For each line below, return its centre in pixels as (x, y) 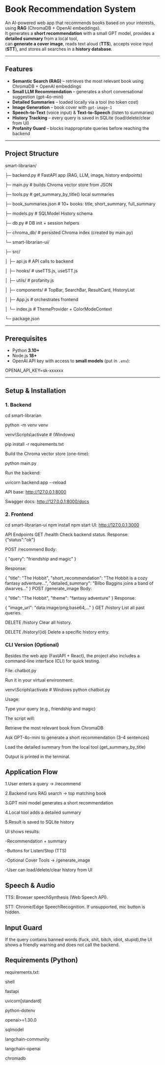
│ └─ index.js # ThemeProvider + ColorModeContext (58, 309)
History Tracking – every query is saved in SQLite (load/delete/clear (81, 117)
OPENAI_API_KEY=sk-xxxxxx (34, 371)
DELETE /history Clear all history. (39, 622)
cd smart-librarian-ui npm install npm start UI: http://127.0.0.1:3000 (72, 525)
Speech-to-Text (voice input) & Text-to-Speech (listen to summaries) (83, 113)
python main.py (21, 463)
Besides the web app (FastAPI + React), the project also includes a (72, 655)
